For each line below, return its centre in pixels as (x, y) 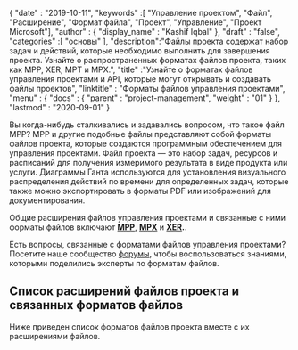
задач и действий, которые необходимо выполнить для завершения (140, 51)
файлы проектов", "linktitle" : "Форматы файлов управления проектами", (147, 89)
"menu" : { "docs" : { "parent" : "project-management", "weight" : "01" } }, (145, 98)
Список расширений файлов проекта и (124, 292)
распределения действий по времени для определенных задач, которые (149, 181)
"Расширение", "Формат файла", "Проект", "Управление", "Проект (136, 22)
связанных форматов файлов (96, 305)
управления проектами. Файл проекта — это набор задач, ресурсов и (144, 153)
